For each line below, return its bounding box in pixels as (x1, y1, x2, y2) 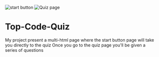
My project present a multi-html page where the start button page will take (5, 37, 154, 43)
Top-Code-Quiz (5, 22, 70, 32)
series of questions (5, 47, 44, 53)
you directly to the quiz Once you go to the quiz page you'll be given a (5, 42, 146, 48)
